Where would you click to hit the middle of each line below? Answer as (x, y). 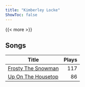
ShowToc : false (21, 15)
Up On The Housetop (33, 77)
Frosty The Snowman (33, 69)
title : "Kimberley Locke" (33, 10)
